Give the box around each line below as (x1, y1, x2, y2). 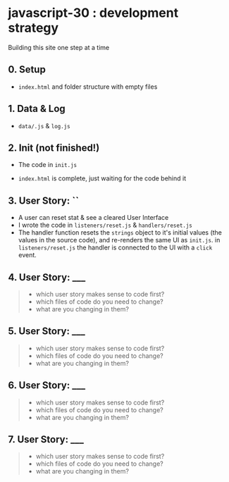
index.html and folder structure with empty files (18, 82, 158, 91)
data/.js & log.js (18, 121, 70, 130)
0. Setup (8, 63, 47, 75)
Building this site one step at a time (8, 43, 110, 51)
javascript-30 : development (8, 5, 179, 21)
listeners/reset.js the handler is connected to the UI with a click (18, 243, 213, 252)
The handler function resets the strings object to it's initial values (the (18, 228, 223, 237)
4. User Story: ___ (8, 271, 86, 283)
